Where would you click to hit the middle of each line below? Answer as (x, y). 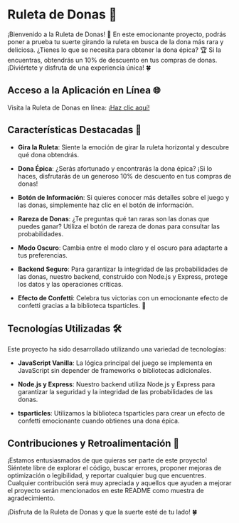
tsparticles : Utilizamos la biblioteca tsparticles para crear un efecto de (121, 413)
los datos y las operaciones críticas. (70, 284)
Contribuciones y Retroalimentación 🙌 (94, 443)
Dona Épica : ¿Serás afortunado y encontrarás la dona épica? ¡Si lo (115, 168)
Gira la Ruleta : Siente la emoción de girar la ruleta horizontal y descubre (123, 147)
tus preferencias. (42, 255)
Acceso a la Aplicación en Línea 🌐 (84, 91)
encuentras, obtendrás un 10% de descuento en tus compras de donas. (112, 60)
